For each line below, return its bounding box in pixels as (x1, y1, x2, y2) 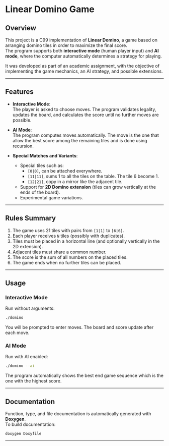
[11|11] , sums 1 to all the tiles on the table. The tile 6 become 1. (27, 173, 159, 179)
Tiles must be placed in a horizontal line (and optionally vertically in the (12, 238, 160, 244)
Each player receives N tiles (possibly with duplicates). (12, 233, 125, 239)
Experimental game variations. (20, 194, 83, 200)
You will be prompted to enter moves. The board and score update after (5, 324, 154, 330)
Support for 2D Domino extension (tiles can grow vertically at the (20, 184, 156, 190)
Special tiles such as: (20, 162, 64, 169)
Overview (5, 24, 37, 32)
